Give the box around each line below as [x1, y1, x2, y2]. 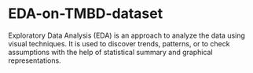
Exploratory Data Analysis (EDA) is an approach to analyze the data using [8, 31, 246, 40]
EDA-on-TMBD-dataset [8, 5, 163, 23]
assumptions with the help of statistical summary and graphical [8, 47, 214, 57]
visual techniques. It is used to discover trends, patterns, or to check [8, 38, 230, 48]
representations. [8, 56, 61, 65]
